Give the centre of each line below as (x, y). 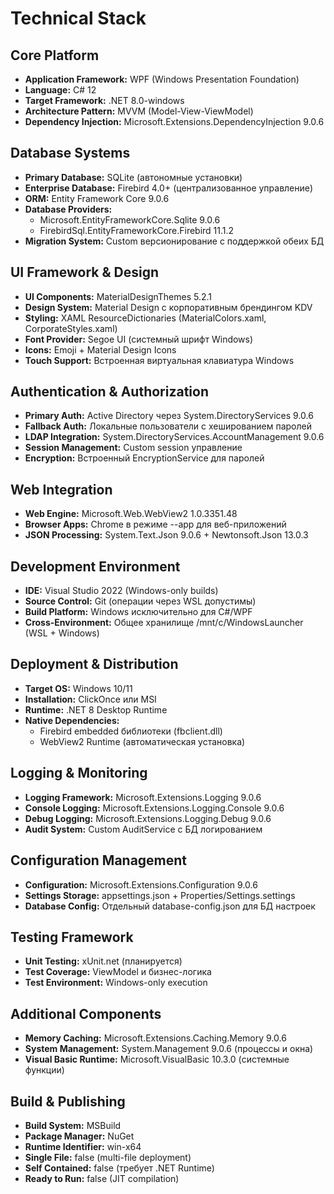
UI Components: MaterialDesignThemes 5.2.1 (118, 296)
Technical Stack (78, 18)
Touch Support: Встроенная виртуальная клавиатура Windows (159, 360)
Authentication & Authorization (110, 392)
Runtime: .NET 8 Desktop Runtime (96, 709)
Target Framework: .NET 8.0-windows (104, 100)
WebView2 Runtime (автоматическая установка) (142, 741)
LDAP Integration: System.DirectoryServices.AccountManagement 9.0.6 (174, 437)
